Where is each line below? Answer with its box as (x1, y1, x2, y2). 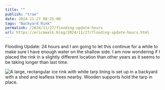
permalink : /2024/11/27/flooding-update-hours (5, 26, 103, 30)
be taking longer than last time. (5, 60, 68, 65)
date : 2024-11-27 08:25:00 (5, 16, 61, 21)
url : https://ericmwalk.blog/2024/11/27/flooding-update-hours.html (5, 30, 150, 35)
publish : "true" (5, 12, 39, 17)
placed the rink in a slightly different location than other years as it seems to (5, 54, 160, 60)
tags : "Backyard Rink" (5, 21, 52, 26)
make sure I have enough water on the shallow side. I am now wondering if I (5, 49, 160, 55)
